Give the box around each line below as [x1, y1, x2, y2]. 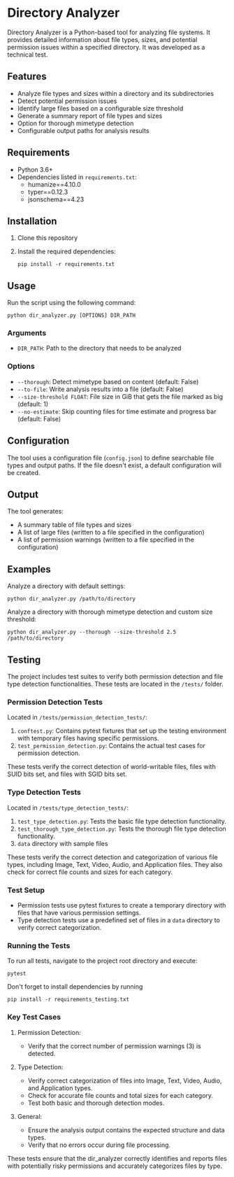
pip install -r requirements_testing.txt [7, 996, 130, 1003]
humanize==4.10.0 [27, 180, 82, 188]
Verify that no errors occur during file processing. [27, 1141, 171, 1149]
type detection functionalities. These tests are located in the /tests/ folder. [7, 680, 224, 689]
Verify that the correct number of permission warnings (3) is [27, 1041, 201, 1050]
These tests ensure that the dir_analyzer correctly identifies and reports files [7, 1154, 227, 1162]
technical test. [7, 50, 48, 59]
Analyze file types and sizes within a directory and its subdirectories [17, 89, 214, 97]
